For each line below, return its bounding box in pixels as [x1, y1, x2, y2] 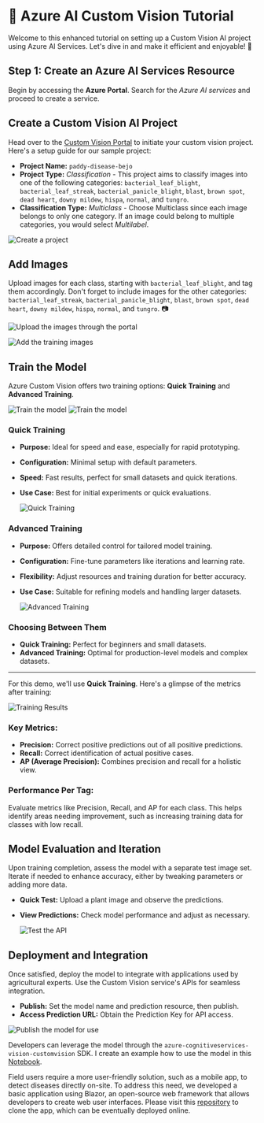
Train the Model [8, 360, 87, 373]
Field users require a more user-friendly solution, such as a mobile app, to [8, 1073, 247, 1082]
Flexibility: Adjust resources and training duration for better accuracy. [19, 571, 247, 581]
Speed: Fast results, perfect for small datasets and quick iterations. [19, 473, 238, 483]
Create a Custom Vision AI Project [8, 117, 178, 130]
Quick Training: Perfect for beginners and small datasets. [19, 639, 207, 649]
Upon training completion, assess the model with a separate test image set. [8, 863, 252, 873]
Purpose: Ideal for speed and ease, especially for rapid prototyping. [19, 443, 240, 452]
